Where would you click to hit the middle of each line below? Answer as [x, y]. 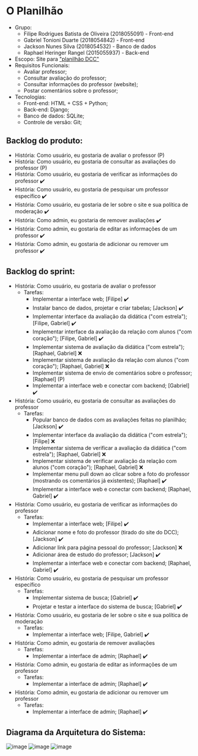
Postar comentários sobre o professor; [71, 90]
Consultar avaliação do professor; [65, 78]
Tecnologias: [30, 97]
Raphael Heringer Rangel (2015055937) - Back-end [86, 52]
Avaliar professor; [45, 71]
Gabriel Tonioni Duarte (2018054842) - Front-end [84, 40]
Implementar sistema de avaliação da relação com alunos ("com [111, 360]
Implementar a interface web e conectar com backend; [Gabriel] [111, 385]
